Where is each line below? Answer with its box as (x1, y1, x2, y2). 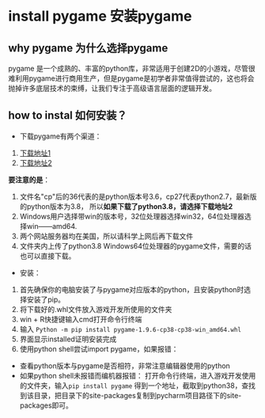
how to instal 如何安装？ (8, 108, 128, 123)
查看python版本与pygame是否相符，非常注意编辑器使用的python (19, 361, 231, 370)
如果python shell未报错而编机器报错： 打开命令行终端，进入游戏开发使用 (19, 370, 256, 380)
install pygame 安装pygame (8, 7, 192, 25)
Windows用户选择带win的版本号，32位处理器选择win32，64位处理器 (19, 211, 245, 221)
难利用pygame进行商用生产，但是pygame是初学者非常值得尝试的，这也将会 (8, 74, 255, 83)
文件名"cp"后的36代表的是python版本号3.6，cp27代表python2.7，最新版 (19, 192, 257, 201)
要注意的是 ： (8, 175, 50, 184)
